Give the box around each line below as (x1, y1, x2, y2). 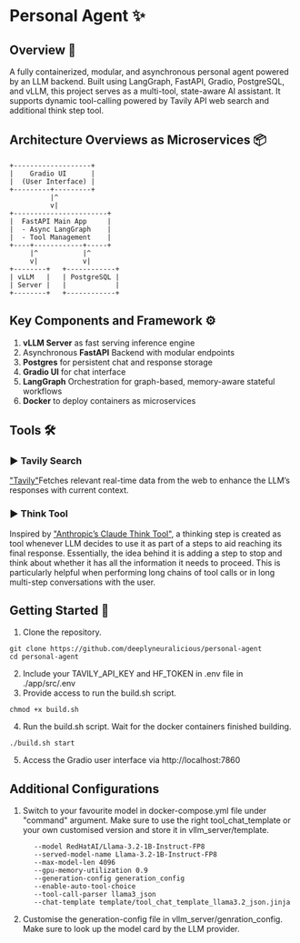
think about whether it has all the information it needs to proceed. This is (9, 557, 281, 568)
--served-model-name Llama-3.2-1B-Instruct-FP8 (33, 850, 218, 859)
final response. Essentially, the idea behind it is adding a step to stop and (9, 547, 283, 558)
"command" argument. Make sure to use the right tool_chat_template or (22, 815, 291, 826)
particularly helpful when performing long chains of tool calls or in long (9, 567, 275, 577)
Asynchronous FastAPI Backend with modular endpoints (22, 346, 235, 357)
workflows (22, 386, 63, 396)
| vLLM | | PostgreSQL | (9, 272, 120, 282)
